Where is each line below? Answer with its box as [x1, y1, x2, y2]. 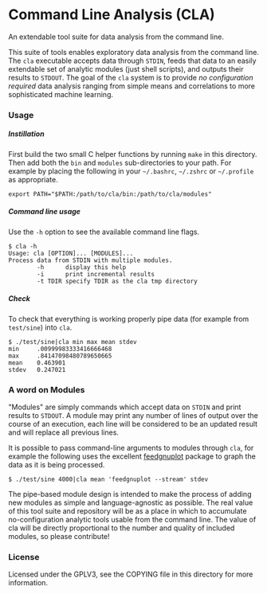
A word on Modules [8, 384, 85, 395]
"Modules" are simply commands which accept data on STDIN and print [8, 402, 241, 412]
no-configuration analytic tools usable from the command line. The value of [8, 515, 257, 525]
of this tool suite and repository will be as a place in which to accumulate [8, 506, 247, 516]
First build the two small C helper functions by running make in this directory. [8, 149, 257, 158]
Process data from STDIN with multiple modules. [8, 256, 173, 264]
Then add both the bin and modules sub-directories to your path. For [8, 158, 232, 167]
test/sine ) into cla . [8, 322, 73, 332]
